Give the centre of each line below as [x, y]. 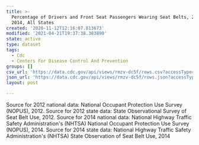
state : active [24, 39]
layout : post [22, 83]
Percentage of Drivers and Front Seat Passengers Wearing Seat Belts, [100, 17]
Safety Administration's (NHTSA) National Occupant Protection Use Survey [98, 123]
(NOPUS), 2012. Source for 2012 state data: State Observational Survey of [96, 111]
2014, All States [33, 22]
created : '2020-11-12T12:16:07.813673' [55, 28]
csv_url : [17, 72]
